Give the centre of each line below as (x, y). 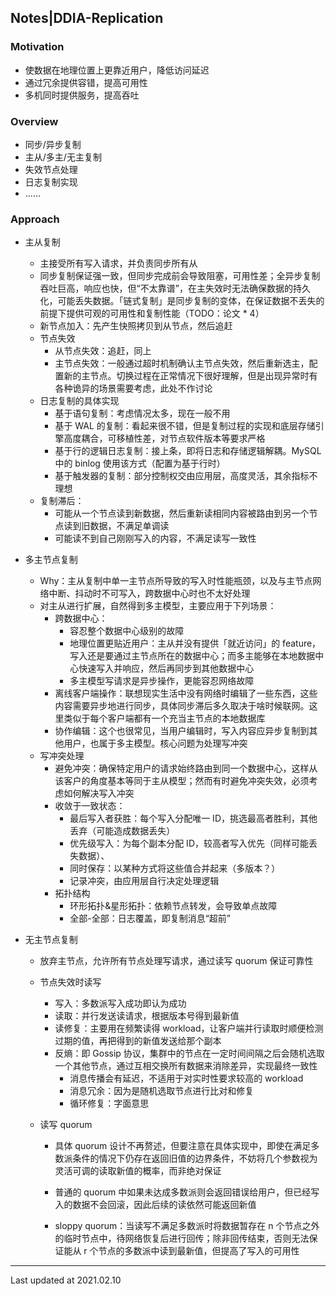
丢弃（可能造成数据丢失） (122, 831)
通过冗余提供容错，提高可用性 (86, 82)
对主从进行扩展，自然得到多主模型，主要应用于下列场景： (158, 606)
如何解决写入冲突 (99, 793)
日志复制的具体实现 (79, 401)
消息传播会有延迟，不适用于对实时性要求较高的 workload (186, 1078)
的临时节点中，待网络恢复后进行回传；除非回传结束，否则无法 (182, 1238)
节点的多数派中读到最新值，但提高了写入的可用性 (199, 1251)
